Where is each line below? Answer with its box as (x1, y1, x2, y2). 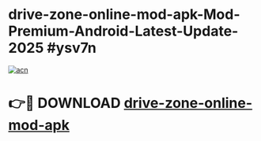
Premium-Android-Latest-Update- (8, 22, 239, 40)
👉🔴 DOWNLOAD (8, 95, 121, 112)
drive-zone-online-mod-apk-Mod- (8, 6, 240, 24)
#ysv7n (47, 39, 96, 57)
